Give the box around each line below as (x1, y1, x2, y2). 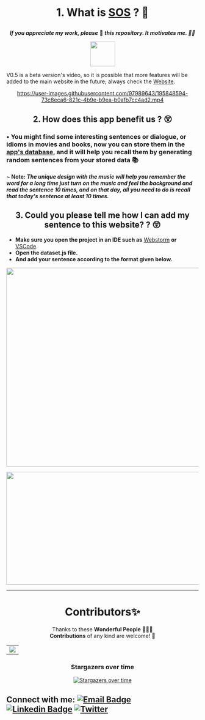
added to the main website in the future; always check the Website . (6, 78, 176, 85)
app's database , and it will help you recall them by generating (6, 147, 192, 156)
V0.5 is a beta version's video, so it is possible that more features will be (6, 72, 188, 79)
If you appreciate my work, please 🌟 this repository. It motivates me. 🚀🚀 (9, 29, 196, 37)
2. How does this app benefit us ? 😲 (32, 114, 173, 124)
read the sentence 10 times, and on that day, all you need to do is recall (6, 186, 190, 193)
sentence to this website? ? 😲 (44, 220, 161, 230)
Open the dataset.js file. (15, 249, 78, 256)
